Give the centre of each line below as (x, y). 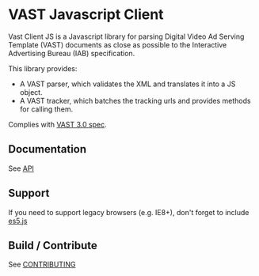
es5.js (18, 221)
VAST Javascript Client (86, 15)
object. (31, 92)
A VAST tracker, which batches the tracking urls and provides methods (135, 100)
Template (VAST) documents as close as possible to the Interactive (118, 44)
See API (21, 168)
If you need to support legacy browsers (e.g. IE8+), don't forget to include (129, 212)
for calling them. (46, 109)
